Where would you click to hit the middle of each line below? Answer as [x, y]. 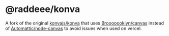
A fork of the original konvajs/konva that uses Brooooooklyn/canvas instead [85, 23]
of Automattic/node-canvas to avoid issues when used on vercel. [74, 28]
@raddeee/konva [43, 9]
